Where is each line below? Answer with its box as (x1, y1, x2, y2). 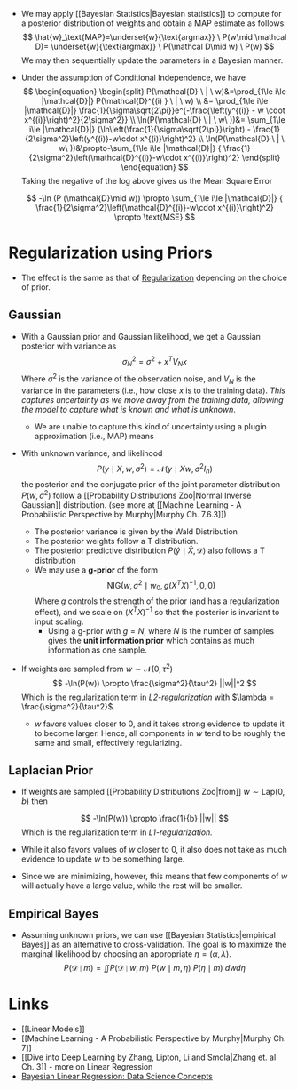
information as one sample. (47, 645, 148, 655)
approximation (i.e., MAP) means (34, 430, 154, 441)
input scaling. (34, 616, 84, 627)
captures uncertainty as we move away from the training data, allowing (20, 394, 285, 405)
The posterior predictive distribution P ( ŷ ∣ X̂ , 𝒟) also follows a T (34, 545, 265, 556)
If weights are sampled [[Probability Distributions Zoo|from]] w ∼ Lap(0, (20, 787, 285, 797)
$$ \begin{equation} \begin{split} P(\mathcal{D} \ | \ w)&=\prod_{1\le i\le (22, 86, 287, 97)
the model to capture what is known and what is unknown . (20, 404, 236, 414)
